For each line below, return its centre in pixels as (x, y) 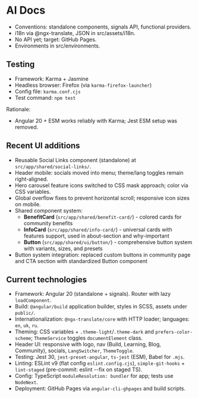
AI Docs (26, 10)
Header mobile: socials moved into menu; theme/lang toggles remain (99, 172)
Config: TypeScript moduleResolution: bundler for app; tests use (94, 376)
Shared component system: (49, 210)
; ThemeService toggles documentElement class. (87, 338)
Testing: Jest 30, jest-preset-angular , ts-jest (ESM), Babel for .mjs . (100, 357)
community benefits (48, 223)
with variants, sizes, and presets (63, 248)
